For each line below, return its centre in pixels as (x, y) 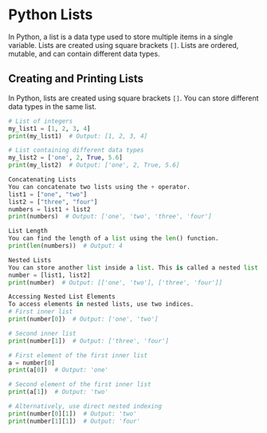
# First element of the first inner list (78, 355)
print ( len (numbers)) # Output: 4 (66, 246)
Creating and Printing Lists (76, 79)
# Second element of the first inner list (80, 384)
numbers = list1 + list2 (49, 209)
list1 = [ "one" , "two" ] (48, 194)
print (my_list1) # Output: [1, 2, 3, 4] (78, 136)
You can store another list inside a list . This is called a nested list (133, 268)
